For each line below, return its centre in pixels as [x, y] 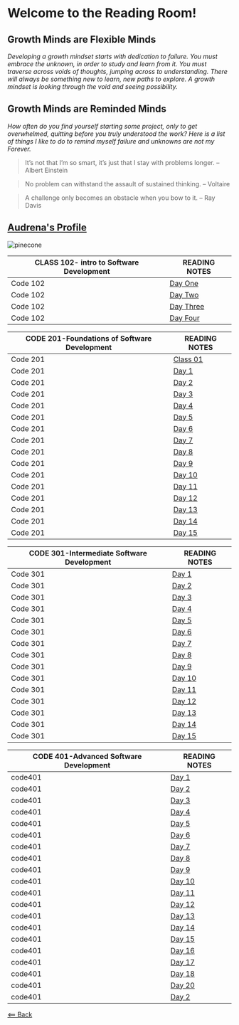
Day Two [184, 294]
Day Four [185, 318]
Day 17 [183, 962]
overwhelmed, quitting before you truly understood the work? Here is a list [116, 134]
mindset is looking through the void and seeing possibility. [92, 86]
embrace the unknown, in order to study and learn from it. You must [107, 64]
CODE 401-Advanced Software [87, 756]
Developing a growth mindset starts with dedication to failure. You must [113, 56]
